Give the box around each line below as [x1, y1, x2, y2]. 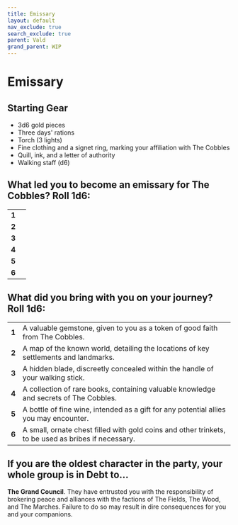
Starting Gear [7, 102, 69, 114]
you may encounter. [22, 413, 89, 423]
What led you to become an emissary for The [7, 179, 210, 191]
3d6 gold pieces [17, 121, 66, 129]
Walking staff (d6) [17, 159, 70, 166]
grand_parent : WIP [7, 43, 62, 50]
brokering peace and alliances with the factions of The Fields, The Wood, [7, 495, 221, 504]
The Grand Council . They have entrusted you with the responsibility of [7, 487, 214, 496]
